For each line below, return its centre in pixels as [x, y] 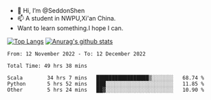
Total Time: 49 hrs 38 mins [47, 66]
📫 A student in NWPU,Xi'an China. [66, 18]
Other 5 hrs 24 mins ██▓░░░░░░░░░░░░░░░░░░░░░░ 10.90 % [106, 90]
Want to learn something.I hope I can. [70, 28]
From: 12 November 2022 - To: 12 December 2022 [77, 54]
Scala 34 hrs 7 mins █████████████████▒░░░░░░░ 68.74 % [106, 78]
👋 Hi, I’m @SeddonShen [51, 11]
